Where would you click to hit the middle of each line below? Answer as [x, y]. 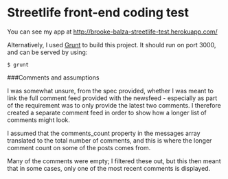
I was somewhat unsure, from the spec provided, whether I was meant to [111, 91]
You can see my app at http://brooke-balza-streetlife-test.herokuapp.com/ [112, 32]
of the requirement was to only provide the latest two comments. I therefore [114, 105]
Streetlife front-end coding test [98, 13]
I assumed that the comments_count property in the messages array [104, 133]
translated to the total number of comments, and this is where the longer [110, 140]
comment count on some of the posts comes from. [79, 147]
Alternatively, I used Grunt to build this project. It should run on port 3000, [112, 45]
